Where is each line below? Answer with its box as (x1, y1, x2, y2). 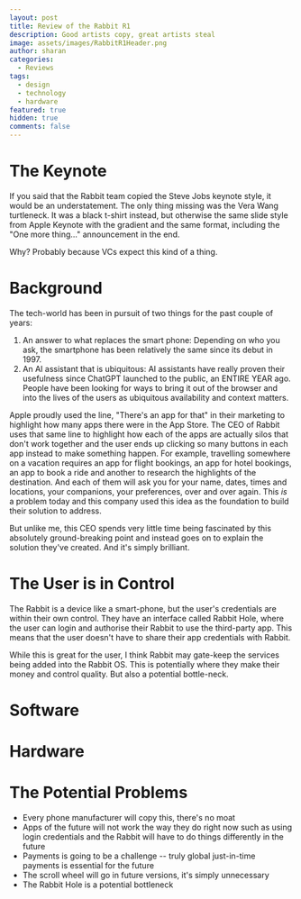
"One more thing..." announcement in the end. (9, 229, 180, 240)
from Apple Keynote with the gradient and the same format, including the (9, 219, 280, 230)
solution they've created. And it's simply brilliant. (9, 541, 190, 552)
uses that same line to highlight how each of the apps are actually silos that (9, 429, 289, 440)
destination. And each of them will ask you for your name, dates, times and (9, 477, 287, 487)
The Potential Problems (9, 783, 188, 803)
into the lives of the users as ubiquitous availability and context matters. (22, 392, 289, 403)
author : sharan (9, 47, 67, 56)
